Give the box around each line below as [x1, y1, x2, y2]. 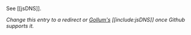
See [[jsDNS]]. [6, 5, 42, 12]
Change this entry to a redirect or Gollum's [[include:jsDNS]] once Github [6, 16, 186, 23]
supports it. [6, 23, 34, 29]
